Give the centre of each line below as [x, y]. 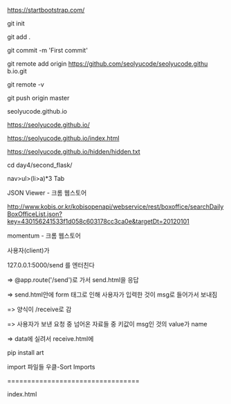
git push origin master [38, 98]
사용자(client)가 [28, 250]
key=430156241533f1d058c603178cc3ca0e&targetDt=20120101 [99, 221]
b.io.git [17, 71]
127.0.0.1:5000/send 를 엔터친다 [51, 265]
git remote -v [26, 85]
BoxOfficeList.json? [35, 214]
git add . [19, 37]
